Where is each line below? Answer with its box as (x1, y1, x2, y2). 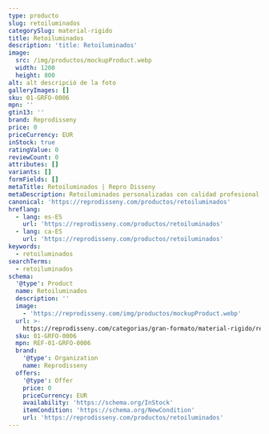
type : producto (8, 11, 59, 20)
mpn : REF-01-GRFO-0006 (15, 340, 91, 348)
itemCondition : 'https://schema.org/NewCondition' (22, 406, 195, 415)
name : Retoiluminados (15, 287, 88, 295)
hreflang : (8, 205, 42, 213)
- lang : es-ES (15, 213, 62, 221)
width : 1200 (15, 64, 56, 72)
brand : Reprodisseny (8, 116, 78, 124)
